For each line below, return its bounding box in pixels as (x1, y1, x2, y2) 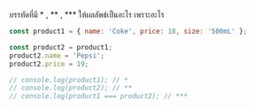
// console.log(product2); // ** (9, 83, 133, 93)
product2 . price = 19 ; (9, 59, 89, 68)
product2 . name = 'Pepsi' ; (9, 51, 104, 60)
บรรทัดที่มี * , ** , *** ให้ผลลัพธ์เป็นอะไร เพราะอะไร (9, 10, 165, 19)
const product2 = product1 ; (9, 43, 113, 51)
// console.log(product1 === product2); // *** (9, 92, 189, 101)
